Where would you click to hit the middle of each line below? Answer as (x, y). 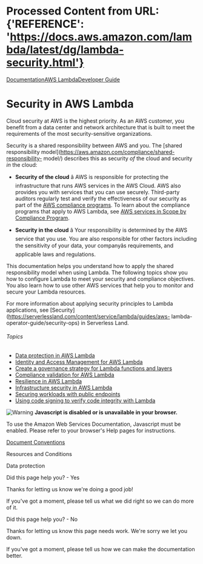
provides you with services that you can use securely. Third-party (97, 192)
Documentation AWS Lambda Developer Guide (63, 79)
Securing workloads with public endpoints (68, 394)
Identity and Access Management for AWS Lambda (79, 362)
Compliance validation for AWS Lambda (65, 375)
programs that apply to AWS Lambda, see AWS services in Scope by (101, 211)
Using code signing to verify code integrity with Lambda (85, 401)
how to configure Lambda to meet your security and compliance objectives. (101, 279)
